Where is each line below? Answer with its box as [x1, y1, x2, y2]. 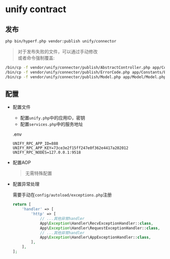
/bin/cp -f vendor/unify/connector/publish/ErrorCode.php [5, 69, 130, 75]
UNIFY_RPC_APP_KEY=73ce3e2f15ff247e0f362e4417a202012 [12, 145, 129, 151]
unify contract [5, 4, 67, 15]
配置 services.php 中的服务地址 [20, 121, 83, 127]
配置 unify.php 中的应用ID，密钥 [20, 115, 85, 121]
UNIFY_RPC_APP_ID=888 [12, 141, 58, 146]
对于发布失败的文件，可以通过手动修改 [17, 48, 98, 54]
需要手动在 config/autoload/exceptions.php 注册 [12, 192, 112, 198]
